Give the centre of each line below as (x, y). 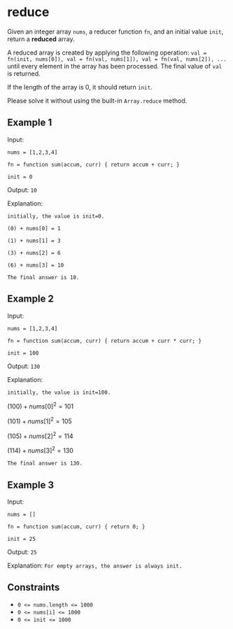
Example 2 (30, 299)
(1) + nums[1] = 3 (34, 241)
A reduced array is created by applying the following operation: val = (107, 52)
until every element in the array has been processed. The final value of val (115, 66)
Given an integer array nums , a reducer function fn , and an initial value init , (115, 31)
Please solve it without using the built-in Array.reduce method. (97, 100)
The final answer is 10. (43, 277)
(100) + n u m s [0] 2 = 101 (41, 406)
